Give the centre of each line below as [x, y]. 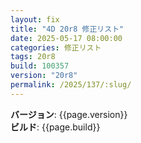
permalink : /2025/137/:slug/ [71, 85]
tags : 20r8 [33, 57]
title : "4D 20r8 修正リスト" [67, 29]
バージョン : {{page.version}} [69, 114]
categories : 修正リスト [56, 47]
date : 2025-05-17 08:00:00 [66, 38]
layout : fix [35, 19]
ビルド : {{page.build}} [55, 127]
